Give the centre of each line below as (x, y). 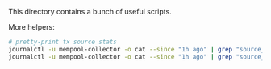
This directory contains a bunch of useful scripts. (90, 12)
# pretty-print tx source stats (63, 42)
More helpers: (31, 27)
